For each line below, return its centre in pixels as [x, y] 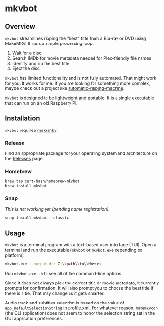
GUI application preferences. [34, 319]
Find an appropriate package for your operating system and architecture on [81, 153]
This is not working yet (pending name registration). [58, 209]
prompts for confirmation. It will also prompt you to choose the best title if [79, 288]
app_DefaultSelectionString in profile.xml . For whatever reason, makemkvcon [82, 308]
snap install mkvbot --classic [37, 218]
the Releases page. [24, 159]
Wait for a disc [27, 53]
